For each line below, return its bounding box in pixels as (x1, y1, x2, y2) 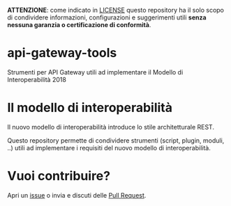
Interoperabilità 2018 (7, 75, 66, 84)
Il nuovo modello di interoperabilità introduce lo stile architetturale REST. (7, 122, 215, 131)
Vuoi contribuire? (7, 168, 110, 184)
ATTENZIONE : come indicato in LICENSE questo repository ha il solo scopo (7, 6, 225, 14)
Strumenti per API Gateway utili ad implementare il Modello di (7, 68, 184, 76)
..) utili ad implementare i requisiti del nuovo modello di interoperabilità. (7, 143, 211, 152)
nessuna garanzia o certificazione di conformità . (7, 21, 151, 29)
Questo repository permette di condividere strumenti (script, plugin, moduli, (7, 136, 225, 145)
